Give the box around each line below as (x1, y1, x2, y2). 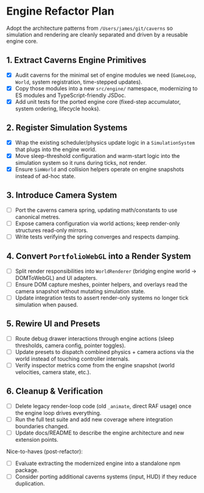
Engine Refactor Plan (6, 4, 114, 18)
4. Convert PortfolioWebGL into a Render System (6, 251, 191, 262)
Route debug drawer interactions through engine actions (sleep (15, 334, 175, 342)
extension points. (15, 436, 59, 443)
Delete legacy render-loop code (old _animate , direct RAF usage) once (15, 402, 192, 409)
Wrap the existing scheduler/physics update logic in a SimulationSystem (15, 139, 195, 146)
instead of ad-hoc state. (15, 172, 76, 179)
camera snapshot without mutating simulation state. (15, 287, 146, 295)
